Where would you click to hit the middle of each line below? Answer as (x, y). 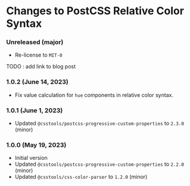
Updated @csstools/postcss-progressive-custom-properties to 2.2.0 (99, 164)
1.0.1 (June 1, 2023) (35, 110)
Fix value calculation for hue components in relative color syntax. (94, 95)
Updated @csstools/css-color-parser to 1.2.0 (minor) (81, 177)
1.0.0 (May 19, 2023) (36, 145)
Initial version (31, 158)
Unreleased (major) (35, 42)
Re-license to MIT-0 (38, 55)
